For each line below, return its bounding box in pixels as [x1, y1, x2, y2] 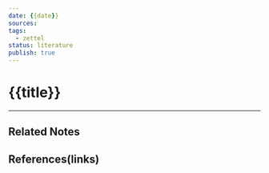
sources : [8, 19, 38, 27]
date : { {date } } [8, 11, 59, 20]
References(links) [8, 152, 100, 166]
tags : [8, 26, 26, 34]
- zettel [15, 34, 45, 42]
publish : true [8, 49, 56, 57]
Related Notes [8, 125, 80, 139]
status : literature [8, 42, 74, 50]
